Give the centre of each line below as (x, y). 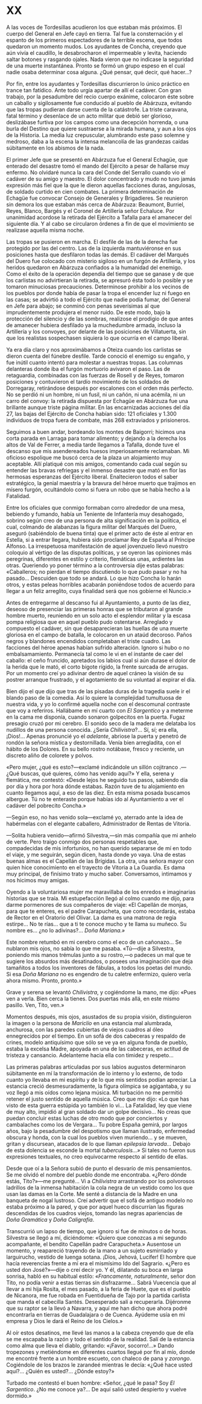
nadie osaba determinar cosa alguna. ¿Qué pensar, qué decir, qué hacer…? (99, 72)
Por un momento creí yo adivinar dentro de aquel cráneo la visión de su (95, 673)
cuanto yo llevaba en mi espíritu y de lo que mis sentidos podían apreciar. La (101, 1079)
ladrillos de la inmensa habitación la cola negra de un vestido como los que (99, 1187)
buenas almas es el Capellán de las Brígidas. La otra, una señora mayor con (100, 861)
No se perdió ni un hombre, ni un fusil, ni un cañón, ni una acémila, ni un (96, 394)
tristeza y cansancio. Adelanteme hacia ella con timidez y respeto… (90, 1055)
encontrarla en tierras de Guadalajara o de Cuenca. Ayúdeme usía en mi (96, 1314)
